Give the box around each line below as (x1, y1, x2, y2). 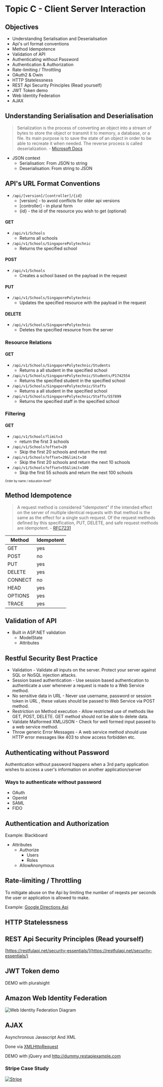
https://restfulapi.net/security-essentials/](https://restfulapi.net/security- (6, 948, 152, 954)
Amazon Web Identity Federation (5, 994, 107, 1002)
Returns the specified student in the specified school (19, 378, 126, 383)
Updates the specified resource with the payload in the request (19, 300, 146, 305)
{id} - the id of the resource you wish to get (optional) (19, 208, 127, 214)
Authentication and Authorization (5, 820, 109, 828)
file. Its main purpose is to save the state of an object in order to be (17, 135, 152, 141)
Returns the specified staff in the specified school (19, 398, 120, 404)
